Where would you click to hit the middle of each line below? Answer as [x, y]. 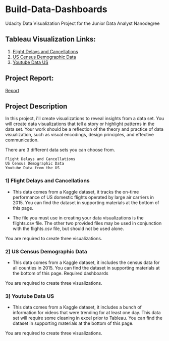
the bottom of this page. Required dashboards [60, 273]
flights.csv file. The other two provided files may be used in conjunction [87, 223]
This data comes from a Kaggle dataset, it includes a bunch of [77, 307]
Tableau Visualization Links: [50, 39]
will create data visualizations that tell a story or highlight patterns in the [80, 124]
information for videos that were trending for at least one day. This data [87, 313]
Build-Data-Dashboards [56, 9]
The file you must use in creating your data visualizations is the [78, 218]
